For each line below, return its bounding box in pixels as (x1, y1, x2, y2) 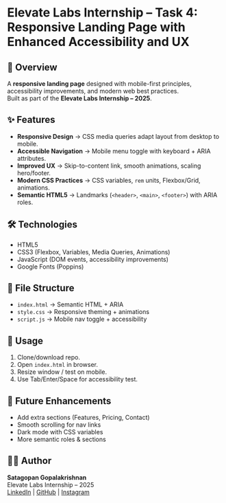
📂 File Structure (7, 282, 75, 294)
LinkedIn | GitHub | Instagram (7, 488, 90, 496)
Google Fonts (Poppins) (16, 262, 84, 271)
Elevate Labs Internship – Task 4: (7, 5, 199, 21)
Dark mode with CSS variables (16, 428, 103, 436)
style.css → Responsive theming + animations (16, 308, 149, 316)
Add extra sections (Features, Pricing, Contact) (16, 414, 150, 422)
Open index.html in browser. (16, 361, 98, 369)
